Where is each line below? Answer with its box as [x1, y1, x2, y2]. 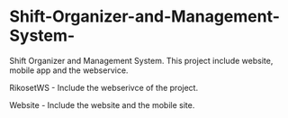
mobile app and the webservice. [9, 65, 129, 76]
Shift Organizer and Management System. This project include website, [9, 55, 274, 66]
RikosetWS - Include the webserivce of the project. [9, 82, 199, 93]
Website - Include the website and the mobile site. [9, 99, 195, 110]
